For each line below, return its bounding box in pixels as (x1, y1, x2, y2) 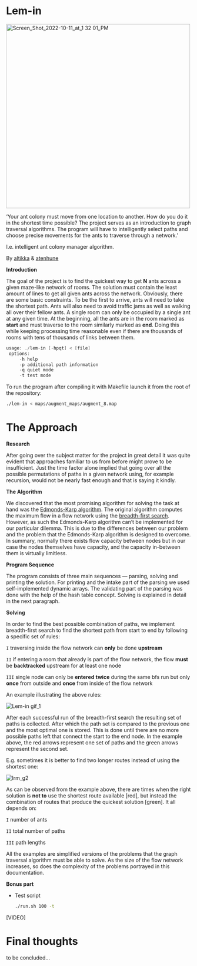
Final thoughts (6, 935, 78, 948)
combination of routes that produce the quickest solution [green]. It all (6, 799, 176, 805)
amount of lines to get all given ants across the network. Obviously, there (6, 290, 183, 297)
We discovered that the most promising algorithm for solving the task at (6, 500, 179, 506)
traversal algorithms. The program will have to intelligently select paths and (6, 225, 188, 232)
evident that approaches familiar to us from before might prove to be (6, 458, 172, 465)
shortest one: (6, 763, 38, 770)
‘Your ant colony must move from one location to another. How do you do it (6, 213, 188, 220)
